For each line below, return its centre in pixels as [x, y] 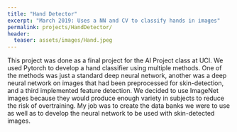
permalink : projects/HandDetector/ [60, 27]
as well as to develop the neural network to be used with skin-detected [111, 114]
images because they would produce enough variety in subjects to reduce [116, 98]
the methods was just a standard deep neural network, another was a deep [117, 76]
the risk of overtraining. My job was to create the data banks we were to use [119, 106]
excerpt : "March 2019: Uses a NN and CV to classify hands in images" [114, 21]
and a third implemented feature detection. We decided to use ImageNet [113, 91]
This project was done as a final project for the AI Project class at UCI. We [115, 60]
